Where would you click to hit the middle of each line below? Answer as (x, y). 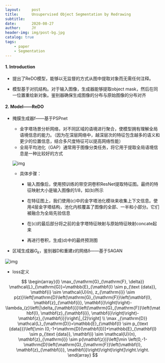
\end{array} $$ (83, 355)
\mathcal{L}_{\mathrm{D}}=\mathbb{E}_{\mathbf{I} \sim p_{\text (83, 323)
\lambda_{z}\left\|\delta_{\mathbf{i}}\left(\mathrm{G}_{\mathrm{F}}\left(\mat (83, 308)
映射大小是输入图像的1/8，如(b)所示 (67, 190)
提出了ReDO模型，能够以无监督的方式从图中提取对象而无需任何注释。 (83, 78)
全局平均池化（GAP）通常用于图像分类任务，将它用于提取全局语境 (87, 147)
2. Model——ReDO (25, 107)
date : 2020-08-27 (30, 23)
